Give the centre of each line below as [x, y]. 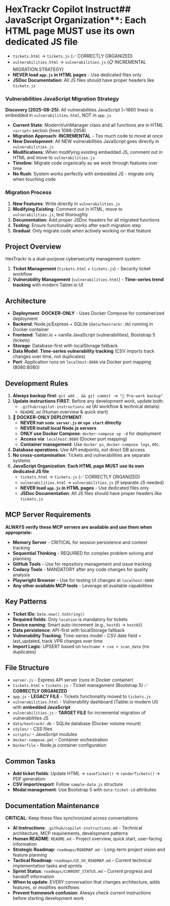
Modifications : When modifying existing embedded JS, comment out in [88, 152]
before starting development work [48, 898]
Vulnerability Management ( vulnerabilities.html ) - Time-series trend [88, 280]
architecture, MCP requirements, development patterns [70, 833]
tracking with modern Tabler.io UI [48, 285]
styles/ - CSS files [32, 729]
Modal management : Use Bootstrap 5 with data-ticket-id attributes [84, 790]
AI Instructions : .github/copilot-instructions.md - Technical [77, 828]
